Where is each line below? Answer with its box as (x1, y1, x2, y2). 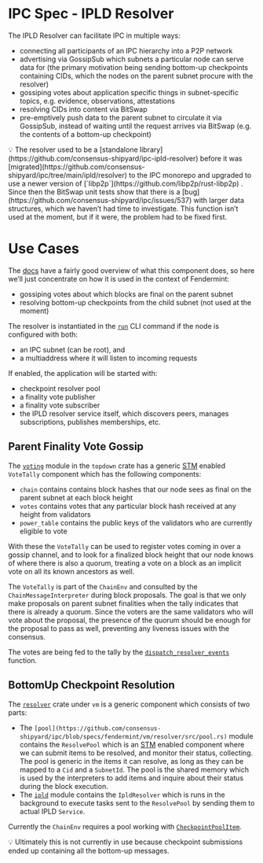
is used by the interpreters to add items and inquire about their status (19, 773, 244, 783)
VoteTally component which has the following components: (8, 469, 202, 478)
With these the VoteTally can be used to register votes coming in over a (8, 541, 241, 551)
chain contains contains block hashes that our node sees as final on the (19, 485, 252, 494)
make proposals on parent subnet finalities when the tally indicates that (8, 599, 239, 608)
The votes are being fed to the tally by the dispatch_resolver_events (8, 647, 230, 657)
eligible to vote (19, 526, 68, 536)
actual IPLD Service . (19, 806, 86, 816)
